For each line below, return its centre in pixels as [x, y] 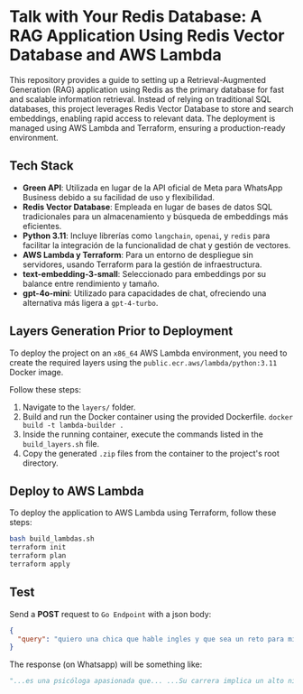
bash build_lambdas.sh [52, 539]
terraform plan [38, 556]
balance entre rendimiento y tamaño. [91, 283]
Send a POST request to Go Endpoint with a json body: [110, 614]
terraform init [38, 548]
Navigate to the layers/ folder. [79, 407]
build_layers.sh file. [61, 443]
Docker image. [37, 372]
